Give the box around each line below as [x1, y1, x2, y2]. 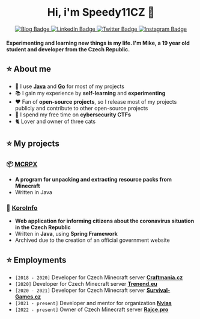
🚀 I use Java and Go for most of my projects [14, 83, 125, 90]
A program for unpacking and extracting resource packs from [14, 176, 172, 183]
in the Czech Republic [14, 224, 71, 231]
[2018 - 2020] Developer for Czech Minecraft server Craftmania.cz [14, 274, 183, 281]
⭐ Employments [6, 254, 67, 265]
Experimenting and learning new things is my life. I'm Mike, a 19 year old [6, 39, 190, 46]
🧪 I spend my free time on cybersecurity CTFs [14, 111, 131, 118]
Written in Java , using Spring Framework [14, 230, 118, 238]
